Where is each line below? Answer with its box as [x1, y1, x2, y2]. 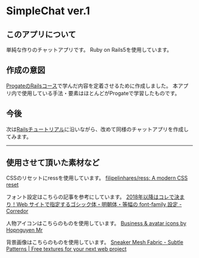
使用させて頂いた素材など [6, 158, 99, 168]
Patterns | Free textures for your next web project [6, 246, 127, 253]
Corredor [6, 207, 28, 215]
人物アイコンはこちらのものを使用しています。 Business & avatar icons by [6, 220, 187, 227]
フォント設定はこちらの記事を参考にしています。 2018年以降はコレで [6, 193, 175, 200]
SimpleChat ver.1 [6, 4, 91, 18]
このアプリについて [6, 29, 76, 39]
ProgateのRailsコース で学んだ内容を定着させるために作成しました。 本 [6, 82, 178, 89]
